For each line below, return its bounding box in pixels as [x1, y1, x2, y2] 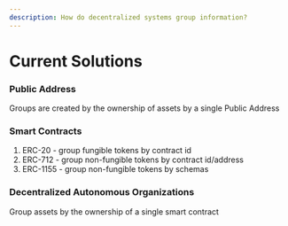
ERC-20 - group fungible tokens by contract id [21, 145, 192, 156]
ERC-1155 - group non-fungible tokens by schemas [21, 164, 209, 175]
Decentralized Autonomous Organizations [9, 186, 195, 199]
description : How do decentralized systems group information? [9, 12, 248, 22]
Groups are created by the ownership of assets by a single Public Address [9, 103, 280, 113]
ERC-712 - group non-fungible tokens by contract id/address [21, 154, 244, 165]
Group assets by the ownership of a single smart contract [9, 206, 220, 217]
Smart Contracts [9, 125, 82, 137]
